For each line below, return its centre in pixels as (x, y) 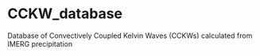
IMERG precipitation (40, 43)
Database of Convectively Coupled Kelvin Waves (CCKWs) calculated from (130, 35)
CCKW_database (65, 14)
